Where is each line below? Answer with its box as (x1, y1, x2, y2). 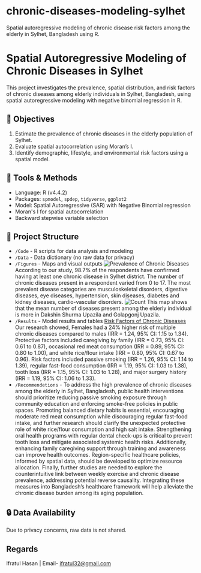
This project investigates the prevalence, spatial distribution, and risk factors (6, 84, 196, 91)
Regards (6, 544, 38, 554)
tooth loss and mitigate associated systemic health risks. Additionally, (14, 439, 187, 446)
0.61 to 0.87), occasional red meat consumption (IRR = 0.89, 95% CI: (14, 343, 185, 350)
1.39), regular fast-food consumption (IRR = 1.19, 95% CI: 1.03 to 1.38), (14, 362, 188, 369)
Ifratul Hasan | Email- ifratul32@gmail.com (6, 559, 112, 567)
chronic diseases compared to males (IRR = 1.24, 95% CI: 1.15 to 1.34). (14, 330, 188, 337)
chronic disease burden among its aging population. (14, 490, 144, 497)
